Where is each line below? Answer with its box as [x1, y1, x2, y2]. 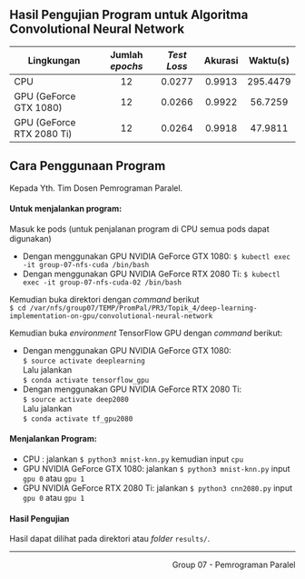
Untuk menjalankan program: [9, 204, 123, 215]
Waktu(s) [248, 54, 290, 66]
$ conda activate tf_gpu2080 [22, 414, 133, 424]
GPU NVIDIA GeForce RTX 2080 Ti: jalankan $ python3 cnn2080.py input [22, 483, 293, 494]
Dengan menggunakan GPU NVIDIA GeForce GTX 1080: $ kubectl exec [22, 250, 290, 262]
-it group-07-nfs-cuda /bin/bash [22, 260, 150, 269]
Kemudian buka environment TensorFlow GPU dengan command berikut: [9, 327, 283, 338]
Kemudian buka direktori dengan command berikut [9, 294, 200, 304]
